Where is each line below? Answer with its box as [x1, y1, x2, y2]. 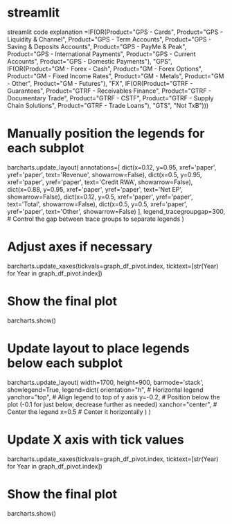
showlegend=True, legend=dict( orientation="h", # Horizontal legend [7, 386, 204, 394]
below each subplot [7, 355, 123, 371]
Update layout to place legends [7, 341, 190, 356]
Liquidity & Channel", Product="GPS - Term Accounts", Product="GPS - [7, 35, 212, 43]
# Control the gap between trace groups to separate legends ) [7, 215, 185, 223]
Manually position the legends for [7, 126, 205, 141]
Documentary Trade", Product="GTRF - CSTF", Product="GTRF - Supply [7, 93, 214, 102]
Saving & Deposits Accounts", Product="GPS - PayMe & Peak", [7, 42, 187, 51]
